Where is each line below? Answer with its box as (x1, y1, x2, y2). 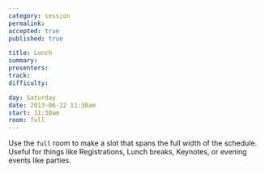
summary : (8, 57, 38, 65)
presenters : (8, 64, 49, 73)
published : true (8, 34, 63, 43)
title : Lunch (8, 49, 53, 57)
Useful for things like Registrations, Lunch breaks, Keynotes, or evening (8, 147, 247, 157)
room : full (8, 116, 45, 124)
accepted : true (8, 27, 60, 35)
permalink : (8, 19, 45, 27)
